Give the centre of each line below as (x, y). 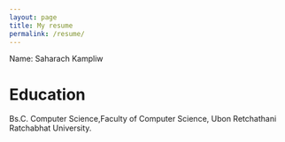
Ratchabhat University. (50, 128)
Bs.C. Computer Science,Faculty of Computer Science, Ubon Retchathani (143, 119)
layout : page (33, 17)
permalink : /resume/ (47, 34)
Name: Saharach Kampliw (56, 59)
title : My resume (41, 26)
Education (47, 94)
